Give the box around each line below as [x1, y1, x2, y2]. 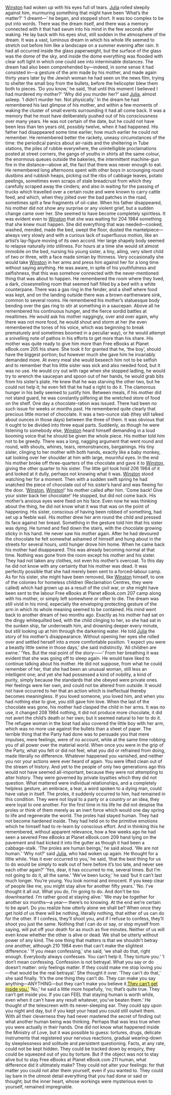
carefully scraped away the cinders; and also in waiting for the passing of [5, 183, 159, 189]
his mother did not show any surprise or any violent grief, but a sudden [5, 205, 154, 211]
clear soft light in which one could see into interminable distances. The [5, 59, 154, 64]
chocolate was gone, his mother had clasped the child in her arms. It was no [5, 704, 165, 710]
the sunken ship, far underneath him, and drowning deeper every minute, [5, 623, 159, 628]
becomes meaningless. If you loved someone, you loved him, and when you [5, 693, 164, 699]
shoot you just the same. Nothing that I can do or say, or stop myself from [5, 921, 160, 927]
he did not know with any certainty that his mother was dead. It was [5, 563, 148, 569]
